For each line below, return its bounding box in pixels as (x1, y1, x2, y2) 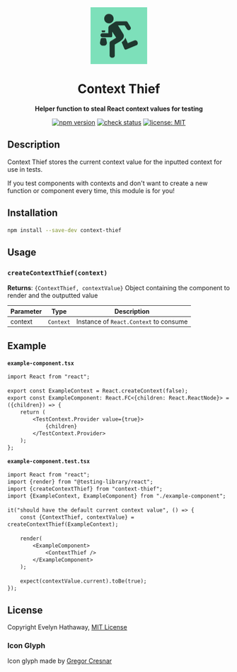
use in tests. (7, 165, 43, 173)
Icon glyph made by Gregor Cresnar (7, 656, 112, 666)
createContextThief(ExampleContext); (7, 521, 119, 528)
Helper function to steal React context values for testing (35, 104, 203, 113)
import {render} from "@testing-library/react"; (7, 478, 154, 485)
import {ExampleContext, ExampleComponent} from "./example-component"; (7, 492, 226, 500)
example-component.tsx (7, 360, 74, 368)
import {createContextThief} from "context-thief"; (7, 485, 163, 492)
